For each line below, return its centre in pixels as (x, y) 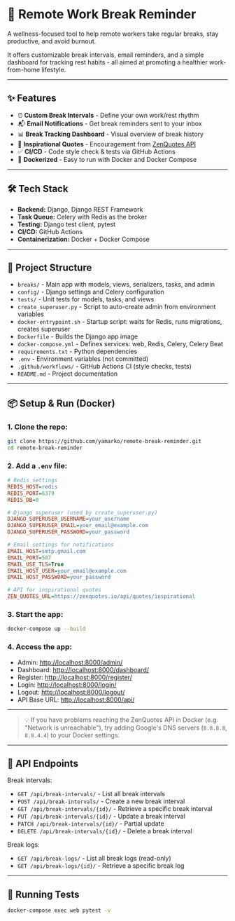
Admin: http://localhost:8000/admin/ (70, 662)
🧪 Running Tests (43, 894)
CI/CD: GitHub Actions (50, 231)
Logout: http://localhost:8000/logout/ (71, 692)
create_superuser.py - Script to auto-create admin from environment (116, 307)
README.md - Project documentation (67, 374)
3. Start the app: (35, 615)
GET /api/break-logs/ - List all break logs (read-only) (94, 859)
